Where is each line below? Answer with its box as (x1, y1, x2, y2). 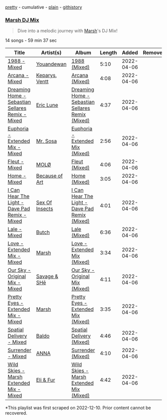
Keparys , (36, 72, 57, 79)
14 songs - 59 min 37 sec (5, 37, 57, 44)
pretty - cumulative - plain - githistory (5, 4, 83, 10)
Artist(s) (41, 49, 62, 56)
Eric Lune (36, 102, 59, 109)
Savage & (36, 273, 59, 280)
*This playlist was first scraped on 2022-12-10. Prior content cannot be (5, 405, 151, 411)
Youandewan (36, 61, 67, 68)
